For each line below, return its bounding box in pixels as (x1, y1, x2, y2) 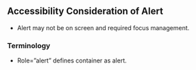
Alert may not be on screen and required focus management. (16, 23, 190, 32)
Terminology (7, 40, 51, 50)
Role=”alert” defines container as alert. (16, 56, 127, 65)
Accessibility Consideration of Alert (7, 5, 163, 17)
